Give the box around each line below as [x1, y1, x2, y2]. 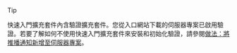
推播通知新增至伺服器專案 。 [7, 38, 88, 47]
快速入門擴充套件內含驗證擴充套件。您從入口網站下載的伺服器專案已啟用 [7, 20, 217, 29]
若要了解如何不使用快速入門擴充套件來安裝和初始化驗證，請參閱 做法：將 [19, 30, 230, 37]
